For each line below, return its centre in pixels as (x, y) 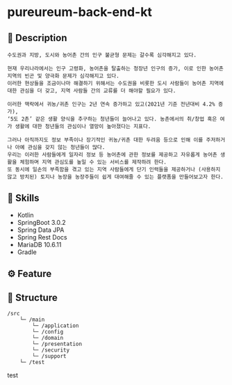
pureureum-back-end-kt (80, 12)
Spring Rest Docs (42, 237)
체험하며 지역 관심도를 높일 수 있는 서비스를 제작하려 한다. (93, 162)
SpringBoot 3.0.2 (41, 222)
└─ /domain (48, 338)
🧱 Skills (23, 198)
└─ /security (51, 350)
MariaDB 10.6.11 (39, 244)
